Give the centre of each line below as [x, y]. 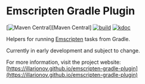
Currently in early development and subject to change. [73, 50]
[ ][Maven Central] [49, 27]
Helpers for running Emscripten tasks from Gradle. [68, 39]
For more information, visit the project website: [64, 62]
